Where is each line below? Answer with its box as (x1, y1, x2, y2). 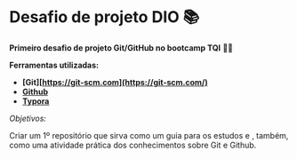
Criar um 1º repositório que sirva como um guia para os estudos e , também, (9, 130, 289, 140)
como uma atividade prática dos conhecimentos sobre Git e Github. (9, 139, 257, 150)
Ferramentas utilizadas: (9, 60, 100, 70)
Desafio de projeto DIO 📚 (9, 7, 200, 28)
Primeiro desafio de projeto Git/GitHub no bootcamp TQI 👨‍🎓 (9, 42, 234, 53)
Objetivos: (9, 113, 47, 123)
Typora (21, 95, 50, 107)
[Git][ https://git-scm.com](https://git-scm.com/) (21, 76, 209, 87)
